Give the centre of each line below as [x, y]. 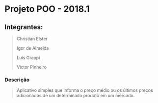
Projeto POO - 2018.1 [47, 9]
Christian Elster [32, 39]
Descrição [17, 80]
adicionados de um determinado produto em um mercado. [76, 96]
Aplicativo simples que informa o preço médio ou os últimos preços [85, 90]
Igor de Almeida [33, 48]
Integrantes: [24, 27]
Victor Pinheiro [32, 67]
